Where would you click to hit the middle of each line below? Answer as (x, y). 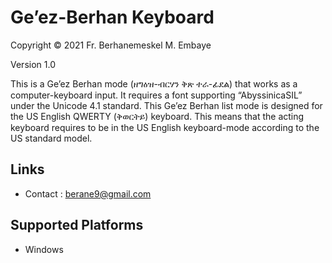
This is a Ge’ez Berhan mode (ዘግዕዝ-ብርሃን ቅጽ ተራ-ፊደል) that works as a (154, 83)
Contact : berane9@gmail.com (88, 193)
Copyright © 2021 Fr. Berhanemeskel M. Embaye (111, 45)
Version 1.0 (33, 64)
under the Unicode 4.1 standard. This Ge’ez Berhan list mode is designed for (166, 105)
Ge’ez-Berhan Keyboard (112, 17)
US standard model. (51, 138)
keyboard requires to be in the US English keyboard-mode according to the (165, 127)
